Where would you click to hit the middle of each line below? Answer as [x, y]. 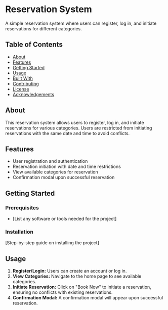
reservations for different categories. [44, 28]
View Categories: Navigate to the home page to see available [77, 276]
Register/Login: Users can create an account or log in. [70, 271]
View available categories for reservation [55, 172]
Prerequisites [22, 207]
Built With [23, 78]
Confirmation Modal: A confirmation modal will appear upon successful [88, 298]
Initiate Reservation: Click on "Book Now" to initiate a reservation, [82, 287]
